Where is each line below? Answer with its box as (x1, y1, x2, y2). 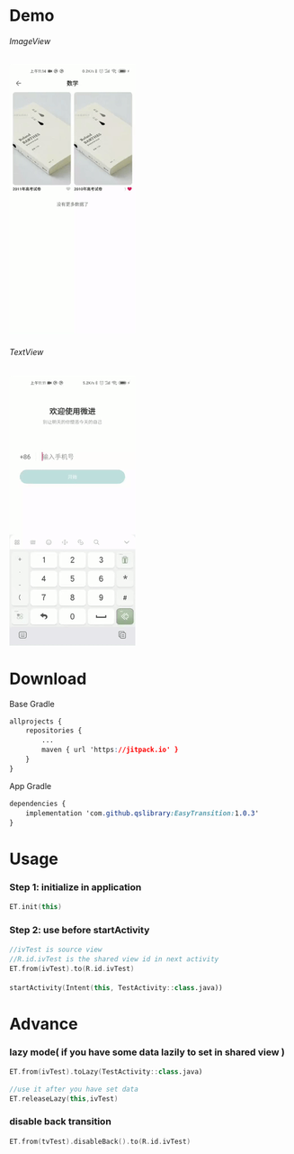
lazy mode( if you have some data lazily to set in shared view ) (9, 1046, 285, 1059)
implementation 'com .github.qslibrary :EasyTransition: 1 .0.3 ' (25, 808, 259, 818)
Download (9, 668, 87, 689)
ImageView (9, 35, 51, 46)
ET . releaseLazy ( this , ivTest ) (9, 1094, 119, 1104)
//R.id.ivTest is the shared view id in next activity (9, 954, 219, 964)
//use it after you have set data (9, 1085, 139, 1094)
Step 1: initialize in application (9, 880, 142, 893)
